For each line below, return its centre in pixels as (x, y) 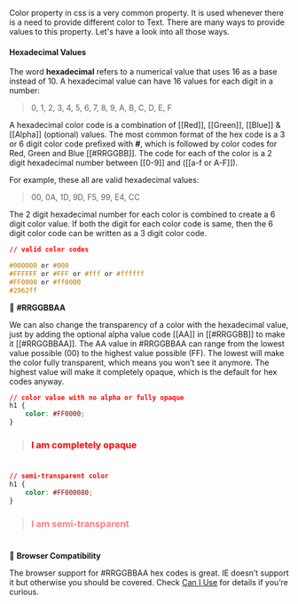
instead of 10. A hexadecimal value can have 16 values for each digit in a (141, 81)
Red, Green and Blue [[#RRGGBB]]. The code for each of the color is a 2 (141, 154)
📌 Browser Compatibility (55, 555)
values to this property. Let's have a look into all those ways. (120, 32)
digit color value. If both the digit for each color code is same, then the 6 (141, 224)
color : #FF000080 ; (59, 492)
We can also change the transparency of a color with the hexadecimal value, (149, 324)
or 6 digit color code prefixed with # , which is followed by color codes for (143, 144)
